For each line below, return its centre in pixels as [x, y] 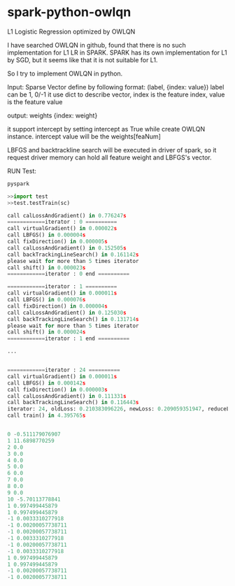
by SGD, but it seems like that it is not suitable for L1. [83, 59]
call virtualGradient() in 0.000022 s [62, 229]
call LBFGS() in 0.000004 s [47, 235]
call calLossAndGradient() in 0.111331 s [67, 396]
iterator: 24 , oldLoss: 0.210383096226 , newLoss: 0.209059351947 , [106, 409]
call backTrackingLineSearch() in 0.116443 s [73, 403]
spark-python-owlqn [69, 12]
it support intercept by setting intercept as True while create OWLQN [106, 129]
